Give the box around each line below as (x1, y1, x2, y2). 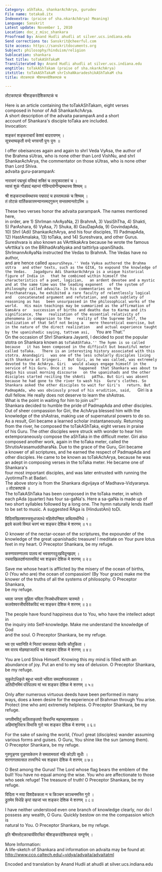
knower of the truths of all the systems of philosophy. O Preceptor (5, 576, 137, 582)
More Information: (5, 841, 41, 847)
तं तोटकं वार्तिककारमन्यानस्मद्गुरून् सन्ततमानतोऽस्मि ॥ (5, 198, 88, 204)
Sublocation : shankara (5, 52, 51, 57)
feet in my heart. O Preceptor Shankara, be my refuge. (5, 541, 114, 547)
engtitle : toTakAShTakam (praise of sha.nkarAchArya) (5, 66, 116, 71)
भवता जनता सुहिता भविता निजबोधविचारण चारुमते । (5, 596, 84, 601)
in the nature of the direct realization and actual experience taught (5, 325, 158, 329)
